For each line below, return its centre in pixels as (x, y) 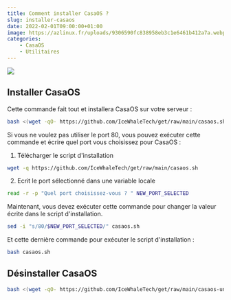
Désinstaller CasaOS (52, 274)
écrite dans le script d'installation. (55, 214)
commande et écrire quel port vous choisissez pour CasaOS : (94, 142)
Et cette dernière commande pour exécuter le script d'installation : (101, 240)
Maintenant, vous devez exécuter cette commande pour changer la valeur (112, 207)
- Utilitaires (40, 52)
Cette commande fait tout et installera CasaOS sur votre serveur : (100, 109)
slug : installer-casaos (41, 20)
